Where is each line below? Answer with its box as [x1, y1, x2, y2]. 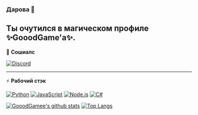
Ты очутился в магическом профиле [6, 24, 149, 34]
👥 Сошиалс [6, 48, 35, 55]
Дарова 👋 [6, 5, 35, 14]
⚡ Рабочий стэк [6, 77, 46, 84]
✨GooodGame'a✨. [6, 32, 75, 43]
